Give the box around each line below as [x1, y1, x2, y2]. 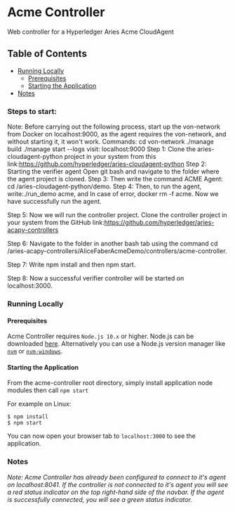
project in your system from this [64, 153, 156, 161]
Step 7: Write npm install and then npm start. [7, 261, 136, 269]
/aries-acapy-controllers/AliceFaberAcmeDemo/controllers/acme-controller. [7, 247, 227, 255]
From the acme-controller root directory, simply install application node [7, 379, 213, 387]
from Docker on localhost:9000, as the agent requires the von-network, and [7, 130, 227, 138]
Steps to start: [7, 106, 58, 116]
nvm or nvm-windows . [7, 347, 63, 356]
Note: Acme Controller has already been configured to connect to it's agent [7, 472, 227, 481]
